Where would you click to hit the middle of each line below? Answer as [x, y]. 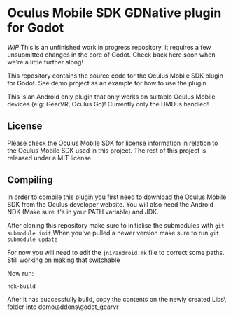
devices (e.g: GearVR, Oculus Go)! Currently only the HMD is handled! [108, 104]
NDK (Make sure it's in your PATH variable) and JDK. [83, 212]
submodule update [33, 240]
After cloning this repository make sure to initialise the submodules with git [116, 225]
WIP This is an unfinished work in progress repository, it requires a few [109, 47]
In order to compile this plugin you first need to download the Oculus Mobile [117, 197]
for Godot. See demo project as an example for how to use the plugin [107, 83]
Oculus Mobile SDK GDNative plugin [114, 13]
